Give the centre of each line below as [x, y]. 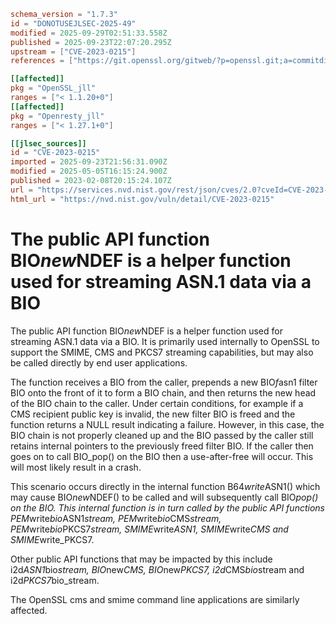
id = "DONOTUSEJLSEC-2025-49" [73, 23]
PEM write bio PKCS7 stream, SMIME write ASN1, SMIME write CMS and [149, 529]
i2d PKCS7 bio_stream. [55, 580]
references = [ [42, 61]
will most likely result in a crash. [76, 467]
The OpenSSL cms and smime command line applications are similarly [155, 599]
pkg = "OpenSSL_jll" [53, 88]
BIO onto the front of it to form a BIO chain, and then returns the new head [163, 392]
